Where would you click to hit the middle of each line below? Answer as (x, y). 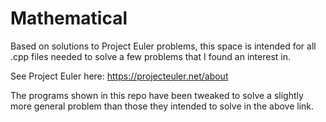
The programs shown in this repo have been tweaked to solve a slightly (157, 95)
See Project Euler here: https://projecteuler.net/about (119, 76)
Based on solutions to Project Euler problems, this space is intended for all (163, 46)
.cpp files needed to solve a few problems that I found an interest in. (151, 56)
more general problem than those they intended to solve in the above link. (162, 106)
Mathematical (69, 18)
